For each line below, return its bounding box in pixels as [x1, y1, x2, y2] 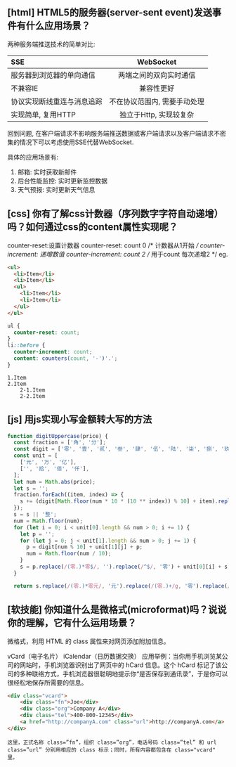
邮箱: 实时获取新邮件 [17, 167, 77, 176]
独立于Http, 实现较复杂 [119, 110, 195, 120]
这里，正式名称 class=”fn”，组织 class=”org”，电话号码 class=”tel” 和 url [7, 739, 217, 746]
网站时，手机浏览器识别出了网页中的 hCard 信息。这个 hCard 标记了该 [19, 660, 222, 669]
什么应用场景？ [25, 20, 91, 32]
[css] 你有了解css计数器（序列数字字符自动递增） [7, 208, 223, 220]
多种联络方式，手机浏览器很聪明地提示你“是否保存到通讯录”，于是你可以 [19, 669, 228, 678]
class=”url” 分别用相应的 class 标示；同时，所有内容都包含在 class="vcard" [7, 746, 216, 754]
